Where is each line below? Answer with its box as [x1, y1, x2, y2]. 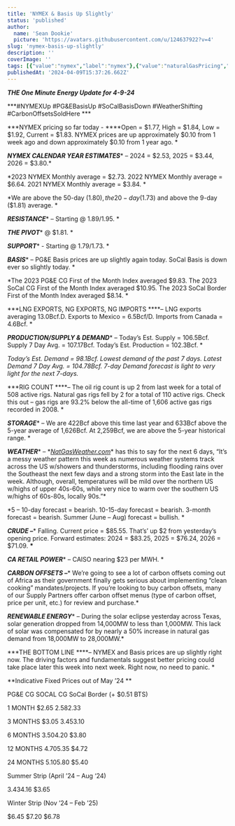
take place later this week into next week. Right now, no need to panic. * [7, 663, 215, 671]
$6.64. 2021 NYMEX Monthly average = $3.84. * [7, 180, 147, 188]
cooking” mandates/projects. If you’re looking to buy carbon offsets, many [7, 583, 222, 592]
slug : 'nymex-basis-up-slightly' [7, 43, 105, 50]
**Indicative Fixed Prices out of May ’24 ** [7, 676, 132, 684]
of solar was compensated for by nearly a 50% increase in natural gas [7, 627, 210, 635]
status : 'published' [7, 17, 68, 24]
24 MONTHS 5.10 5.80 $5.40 [7, 758, 89, 766]
